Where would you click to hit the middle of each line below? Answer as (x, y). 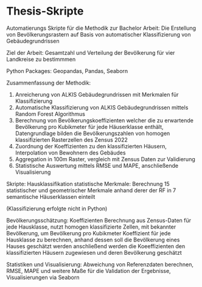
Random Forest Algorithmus (50, 114)
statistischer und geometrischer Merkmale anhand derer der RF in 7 (91, 190)
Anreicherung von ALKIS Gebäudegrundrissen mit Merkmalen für (97, 94)
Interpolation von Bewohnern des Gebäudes (70, 153)
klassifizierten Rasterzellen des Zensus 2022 (71, 140)
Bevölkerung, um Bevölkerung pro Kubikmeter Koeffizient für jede (89, 233)
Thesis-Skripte (45, 11)
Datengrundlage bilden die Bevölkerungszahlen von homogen (92, 133)
